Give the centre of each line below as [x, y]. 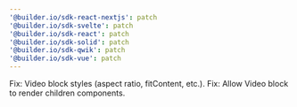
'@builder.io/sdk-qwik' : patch [67, 50]
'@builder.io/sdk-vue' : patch [66, 58]
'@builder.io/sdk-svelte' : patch [71, 26]
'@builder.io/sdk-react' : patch [69, 34]
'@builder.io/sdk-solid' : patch [69, 42]
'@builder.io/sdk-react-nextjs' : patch [83, 17]
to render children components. [67, 93]
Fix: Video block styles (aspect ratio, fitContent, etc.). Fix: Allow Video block [149, 84]
